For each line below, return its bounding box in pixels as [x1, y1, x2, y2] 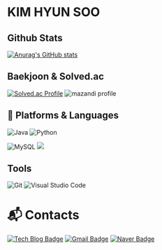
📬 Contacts [7, 207, 80, 223]
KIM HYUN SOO [7, 4, 101, 20]
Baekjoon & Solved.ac [7, 71, 105, 82]
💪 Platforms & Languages [7, 110, 119, 122]
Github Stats [7, 32, 63, 44]
